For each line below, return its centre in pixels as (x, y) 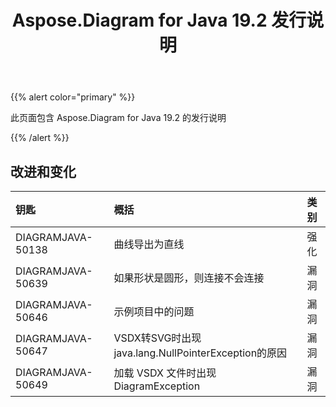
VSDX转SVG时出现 (157, 338)
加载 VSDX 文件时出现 (165, 373)
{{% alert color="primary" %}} (73, 97)
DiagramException (157, 386)
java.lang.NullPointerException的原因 (200, 353)
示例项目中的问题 (154, 311)
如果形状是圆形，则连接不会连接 (189, 278)
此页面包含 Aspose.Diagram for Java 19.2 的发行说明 (118, 118)
